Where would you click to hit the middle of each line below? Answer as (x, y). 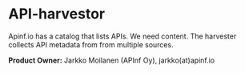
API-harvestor (57, 14)
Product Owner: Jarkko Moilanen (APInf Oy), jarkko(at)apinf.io (112, 60)
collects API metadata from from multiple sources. (91, 44)
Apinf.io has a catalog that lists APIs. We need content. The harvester (122, 36)
